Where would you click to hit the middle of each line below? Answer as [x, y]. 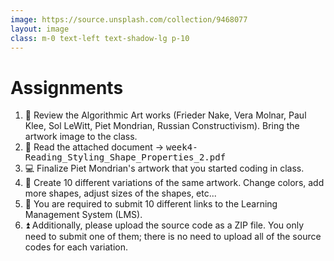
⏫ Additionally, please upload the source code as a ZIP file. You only [164, 225]
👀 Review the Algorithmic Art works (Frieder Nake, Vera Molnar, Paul [165, 115]
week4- [182, 147]
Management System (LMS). [83, 215]
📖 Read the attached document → [94, 147]
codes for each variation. [76, 247]
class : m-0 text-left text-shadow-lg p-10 [100, 38]
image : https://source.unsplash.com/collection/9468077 [129, 19]
